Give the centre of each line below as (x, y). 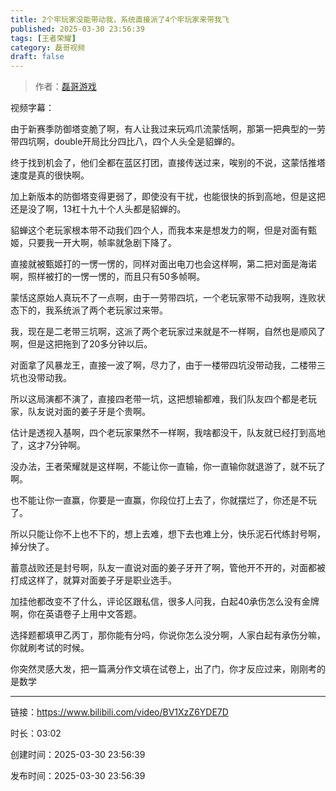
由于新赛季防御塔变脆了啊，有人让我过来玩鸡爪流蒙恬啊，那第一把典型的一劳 (168, 129)
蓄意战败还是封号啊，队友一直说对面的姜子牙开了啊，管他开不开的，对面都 (163, 568)
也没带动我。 (45, 378)
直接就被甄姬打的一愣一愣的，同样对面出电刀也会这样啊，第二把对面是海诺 (163, 264)
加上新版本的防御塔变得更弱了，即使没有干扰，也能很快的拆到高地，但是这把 (168, 197)
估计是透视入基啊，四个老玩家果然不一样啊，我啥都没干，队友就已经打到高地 (168, 433)
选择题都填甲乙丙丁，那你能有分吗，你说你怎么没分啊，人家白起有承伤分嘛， (168, 635)
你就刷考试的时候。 (50, 648)
